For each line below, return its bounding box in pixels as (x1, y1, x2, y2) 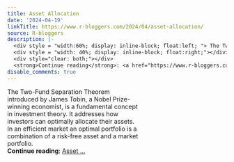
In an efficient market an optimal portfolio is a (7, 124, 137, 133)
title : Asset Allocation (7, 10, 79, 17)
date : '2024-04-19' (7, 17, 64, 24)
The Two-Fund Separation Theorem (7, 88, 110, 96)
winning (7, 102, 30, 111)
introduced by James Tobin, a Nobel (7, 95, 111, 103)
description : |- (7, 36, 54, 43)
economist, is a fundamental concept (31, 102, 138, 111)
